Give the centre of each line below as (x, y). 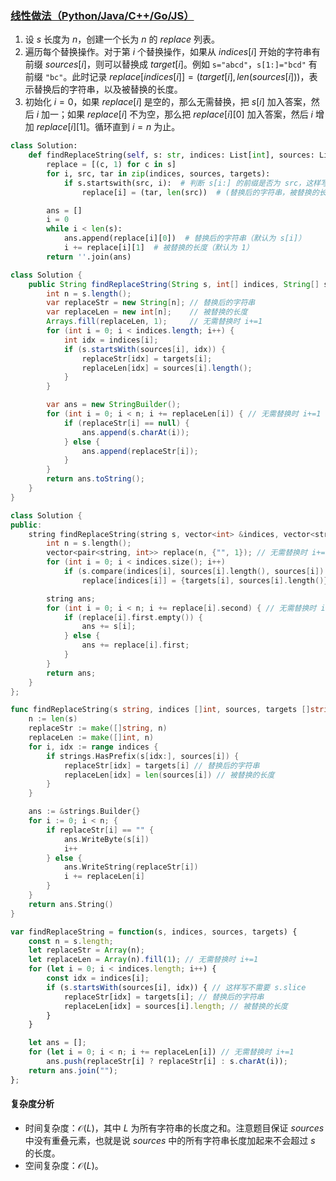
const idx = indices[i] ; (98, 978)
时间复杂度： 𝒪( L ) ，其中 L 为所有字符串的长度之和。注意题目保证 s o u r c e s (174, 1128)
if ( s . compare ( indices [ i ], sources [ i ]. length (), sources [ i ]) (194, 572)
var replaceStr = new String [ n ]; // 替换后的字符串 (151, 303)
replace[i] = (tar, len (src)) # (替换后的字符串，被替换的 (200, 192)
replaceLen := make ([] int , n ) (91, 738)
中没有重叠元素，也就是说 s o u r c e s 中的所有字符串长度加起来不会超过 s (170, 1140)
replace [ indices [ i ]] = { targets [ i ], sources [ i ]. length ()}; (207, 580)
